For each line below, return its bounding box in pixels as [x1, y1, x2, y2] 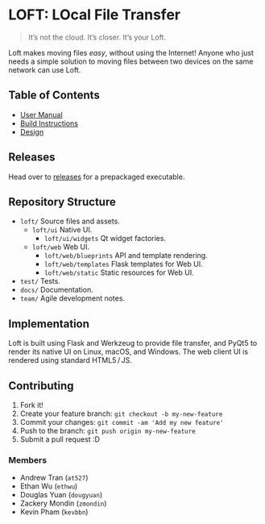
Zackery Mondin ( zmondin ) [19, 498, 107, 509]
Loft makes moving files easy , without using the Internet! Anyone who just [8, 48, 254, 57]
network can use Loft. [8, 64, 81, 74]
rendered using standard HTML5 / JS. [8, 356, 133, 365]
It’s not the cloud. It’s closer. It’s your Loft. [27, 32, 167, 42]
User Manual [19, 110, 63, 119]
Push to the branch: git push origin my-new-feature [19, 426, 196, 435]
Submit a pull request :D [19, 435, 101, 444]
